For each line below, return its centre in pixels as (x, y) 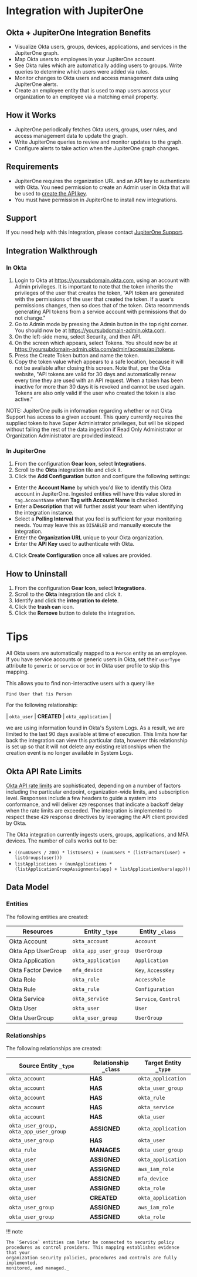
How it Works (31, 115)
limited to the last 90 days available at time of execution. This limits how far (97, 734)
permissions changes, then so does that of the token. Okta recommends (102, 306)
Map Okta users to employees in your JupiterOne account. (85, 59)
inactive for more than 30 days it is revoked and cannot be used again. (100, 387)
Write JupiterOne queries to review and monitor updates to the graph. (98, 142)
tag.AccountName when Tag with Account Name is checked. (87, 500)
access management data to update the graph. (71, 135)
